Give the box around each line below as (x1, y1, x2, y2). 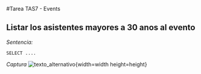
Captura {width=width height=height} (6, 60, 147, 68)
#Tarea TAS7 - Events (6, 5, 60, 12)
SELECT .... (6, 50, 36, 56)
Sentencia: (6, 39, 33, 46)
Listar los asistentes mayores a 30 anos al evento (6, 22, 196, 32)
